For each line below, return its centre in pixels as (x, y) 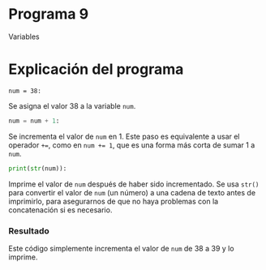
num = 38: (25, 91)
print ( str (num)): (38, 168)
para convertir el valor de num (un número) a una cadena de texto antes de (132, 192)
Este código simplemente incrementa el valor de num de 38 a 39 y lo (121, 248)
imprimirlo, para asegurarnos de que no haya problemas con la (114, 201)
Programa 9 (49, 14)
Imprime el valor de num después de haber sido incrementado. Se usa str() (134, 184)
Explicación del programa (96, 69)
